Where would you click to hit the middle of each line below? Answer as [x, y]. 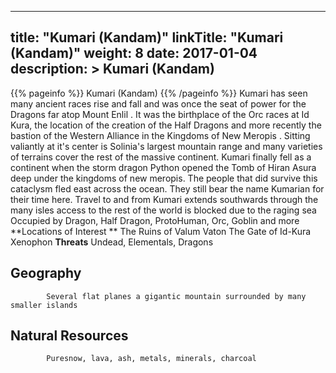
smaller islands [44, 305]
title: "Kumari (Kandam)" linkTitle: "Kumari [147, 37]
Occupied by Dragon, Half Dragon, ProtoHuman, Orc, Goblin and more [155, 220]
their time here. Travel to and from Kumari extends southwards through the [164, 199]
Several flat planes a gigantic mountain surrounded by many [176, 296]
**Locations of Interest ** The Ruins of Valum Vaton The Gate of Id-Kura [161, 231]
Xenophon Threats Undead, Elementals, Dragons [112, 242]
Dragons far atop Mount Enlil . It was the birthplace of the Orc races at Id [160, 114]
